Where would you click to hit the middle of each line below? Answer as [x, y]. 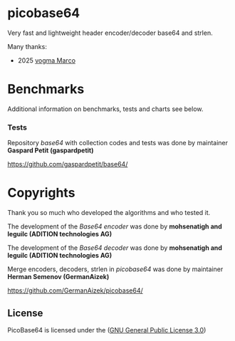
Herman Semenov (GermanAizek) [58, 277]
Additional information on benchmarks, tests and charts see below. [105, 109]
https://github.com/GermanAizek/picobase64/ [75, 290]
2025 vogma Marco [47, 60]
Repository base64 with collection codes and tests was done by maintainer [118, 143]
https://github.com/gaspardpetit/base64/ [68, 164]
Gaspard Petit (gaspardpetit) [51, 150]
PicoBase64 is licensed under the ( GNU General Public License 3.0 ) [107, 330]
